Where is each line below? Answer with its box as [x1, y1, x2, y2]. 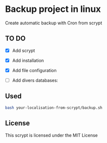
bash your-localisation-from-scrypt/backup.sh [5, 105, 103, 110]
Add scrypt [12, 47, 36, 53]
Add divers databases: [12, 77, 58, 83]
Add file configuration [12, 67, 57, 73]
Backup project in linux [5, 3, 101, 15]
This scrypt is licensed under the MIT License [5, 132, 98, 138]
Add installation [12, 57, 44, 63]
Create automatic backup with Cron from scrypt [5, 20, 103, 26]
